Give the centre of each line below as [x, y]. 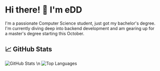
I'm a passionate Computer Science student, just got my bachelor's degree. [80, 23]
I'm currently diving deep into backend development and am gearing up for [80, 28]
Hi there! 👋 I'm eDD [44, 10]
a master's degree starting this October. [45, 33]
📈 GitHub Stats [29, 50]
